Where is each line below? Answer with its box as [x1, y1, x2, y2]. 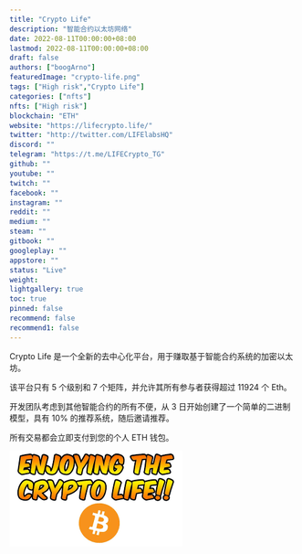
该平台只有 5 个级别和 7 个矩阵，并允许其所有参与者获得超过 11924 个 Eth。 [9, 381, 292, 392]
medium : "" [9, 218, 51, 227]
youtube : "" [9, 169, 55, 178]
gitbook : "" [9, 237, 55, 246]
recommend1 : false [9, 323, 79, 333]
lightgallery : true [9, 284, 84, 294]
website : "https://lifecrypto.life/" [9, 121, 153, 130]
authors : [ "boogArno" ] [9, 63, 96, 72]
